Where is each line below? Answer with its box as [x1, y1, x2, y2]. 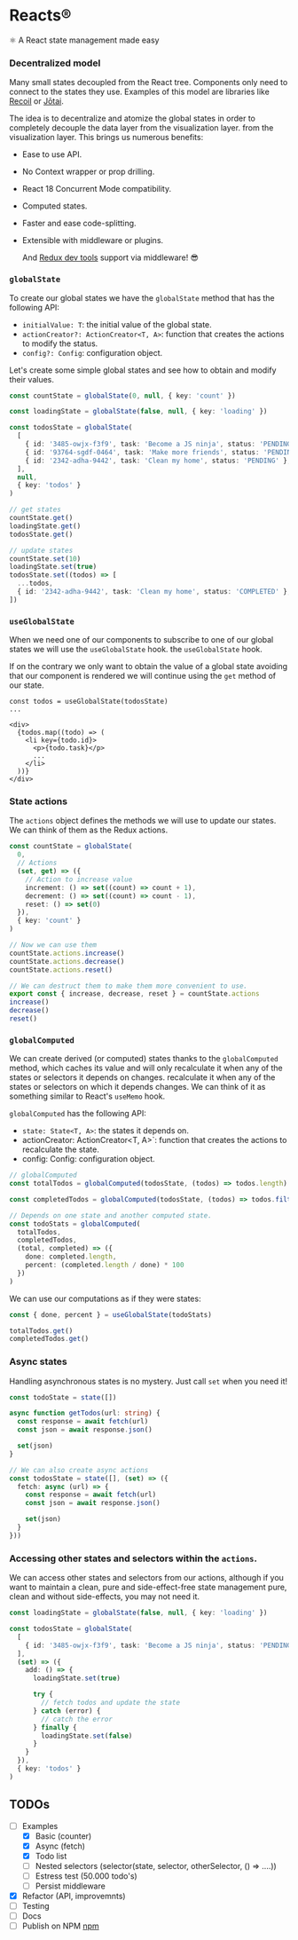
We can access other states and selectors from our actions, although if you [9, 1573, 284, 1583]
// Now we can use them [9, 941, 98, 950]
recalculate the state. [21, 1144, 99, 1155]
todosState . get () [9, 530, 74, 539]
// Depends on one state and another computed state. [9, 1211, 213, 1220]
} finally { [32, 1723, 77, 1731]
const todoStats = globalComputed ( [9, 1219, 141, 1228]
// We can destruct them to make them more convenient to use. [9, 982, 248, 990]
